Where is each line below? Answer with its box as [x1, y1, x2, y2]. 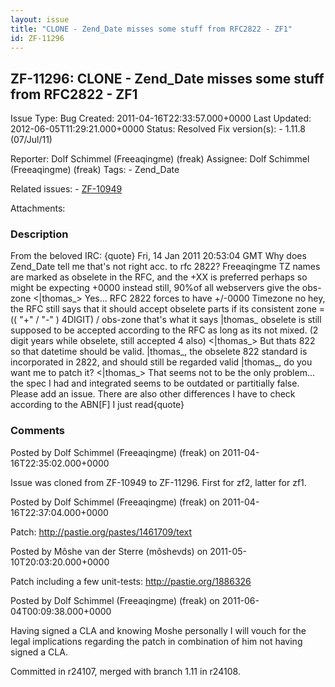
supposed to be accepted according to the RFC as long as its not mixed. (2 [10, 324, 319, 336]
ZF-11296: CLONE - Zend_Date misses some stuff [10, 70, 325, 87]
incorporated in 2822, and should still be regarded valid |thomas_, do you [10, 356, 313, 368]
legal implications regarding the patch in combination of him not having [10, 635, 303, 647]
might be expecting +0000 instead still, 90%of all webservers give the [10, 282, 300, 294]
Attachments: [10, 202, 66, 215]
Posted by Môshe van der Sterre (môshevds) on [10, 545, 208, 557]
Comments [10, 424, 65, 438]
